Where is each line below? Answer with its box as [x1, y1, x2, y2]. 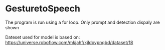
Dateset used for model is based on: [5, 34, 80, 40]
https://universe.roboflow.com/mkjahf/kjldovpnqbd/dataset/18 [5, 39, 133, 45]
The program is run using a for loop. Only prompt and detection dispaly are [5, 19, 160, 25]
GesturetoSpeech [5, 3, 80, 14]
